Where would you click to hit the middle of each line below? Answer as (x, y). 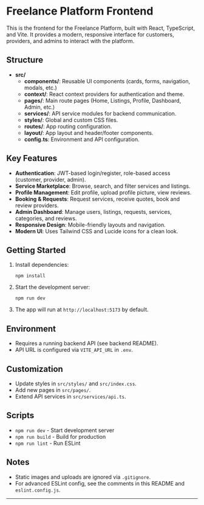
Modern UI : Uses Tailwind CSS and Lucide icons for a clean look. (97, 231)
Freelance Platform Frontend (80, 11)
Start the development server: (53, 287)
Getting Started (36, 250)
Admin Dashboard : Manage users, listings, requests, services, (93, 211)
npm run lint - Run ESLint (48, 443)
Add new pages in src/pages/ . (53, 390)
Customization (35, 369)
